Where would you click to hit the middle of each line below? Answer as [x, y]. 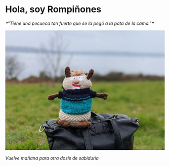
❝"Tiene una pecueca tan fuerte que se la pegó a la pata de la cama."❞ [80, 23]
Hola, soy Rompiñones [53, 9]
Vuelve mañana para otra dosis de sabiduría [52, 158]
